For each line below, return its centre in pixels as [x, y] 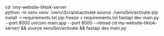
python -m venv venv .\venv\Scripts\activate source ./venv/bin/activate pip [82, 12]
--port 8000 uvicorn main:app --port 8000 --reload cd [61, 23]
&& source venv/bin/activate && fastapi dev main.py [74, 28]
